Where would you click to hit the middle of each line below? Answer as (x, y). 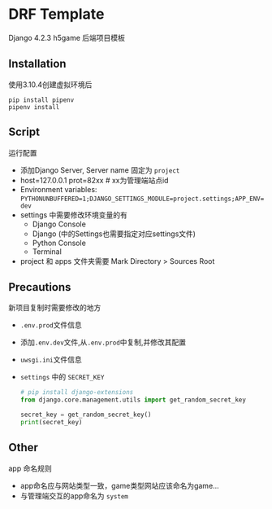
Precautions (40, 287)
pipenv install (34, 107)
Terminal (47, 251)
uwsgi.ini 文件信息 (51, 360)
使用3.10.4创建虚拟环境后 (50, 84)
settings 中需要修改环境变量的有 (74, 215)
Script (24, 132)
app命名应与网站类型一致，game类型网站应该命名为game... (119, 485)
